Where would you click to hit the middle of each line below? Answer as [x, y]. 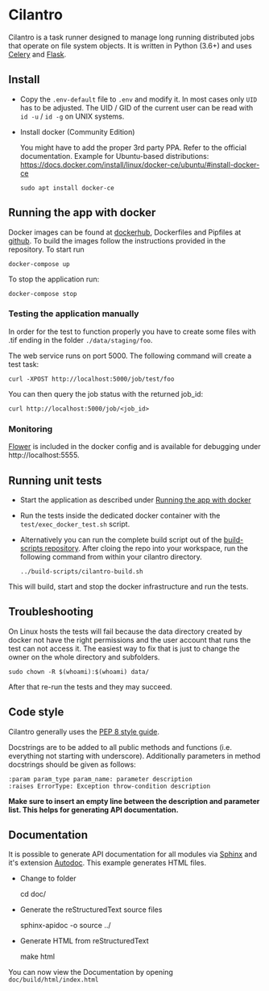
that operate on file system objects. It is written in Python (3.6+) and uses [130, 45]
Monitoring [31, 429]
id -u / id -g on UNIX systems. [72, 116]
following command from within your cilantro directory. [111, 556]
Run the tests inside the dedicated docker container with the [120, 515]
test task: [24, 364]
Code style [36, 712]
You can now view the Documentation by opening [91, 972]
